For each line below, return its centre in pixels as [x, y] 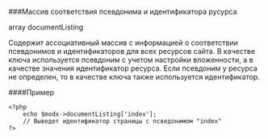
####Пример [31, 92]
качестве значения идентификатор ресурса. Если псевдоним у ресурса [133, 68]
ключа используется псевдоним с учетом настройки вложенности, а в [131, 60]
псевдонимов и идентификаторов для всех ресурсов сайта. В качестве [132, 51]
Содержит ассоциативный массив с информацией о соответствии [123, 43]
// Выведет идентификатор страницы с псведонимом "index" [122, 121]
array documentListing [46, 27]
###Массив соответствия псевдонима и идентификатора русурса [123, 12]
